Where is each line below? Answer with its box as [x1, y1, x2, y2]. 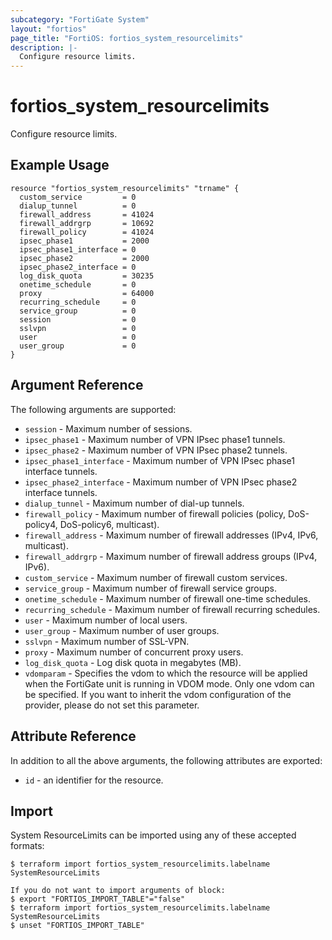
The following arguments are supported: [10, 403, 177, 415]
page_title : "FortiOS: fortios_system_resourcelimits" [10, 33, 244, 43]
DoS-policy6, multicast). [59, 518, 160, 530]
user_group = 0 [19, 341, 137, 351]
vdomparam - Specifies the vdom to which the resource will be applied [24, 667, 308, 679]
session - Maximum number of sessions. [24, 422, 193, 435]
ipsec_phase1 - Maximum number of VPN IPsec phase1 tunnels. [24, 433, 286, 445]
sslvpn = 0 [19, 323, 137, 333]
